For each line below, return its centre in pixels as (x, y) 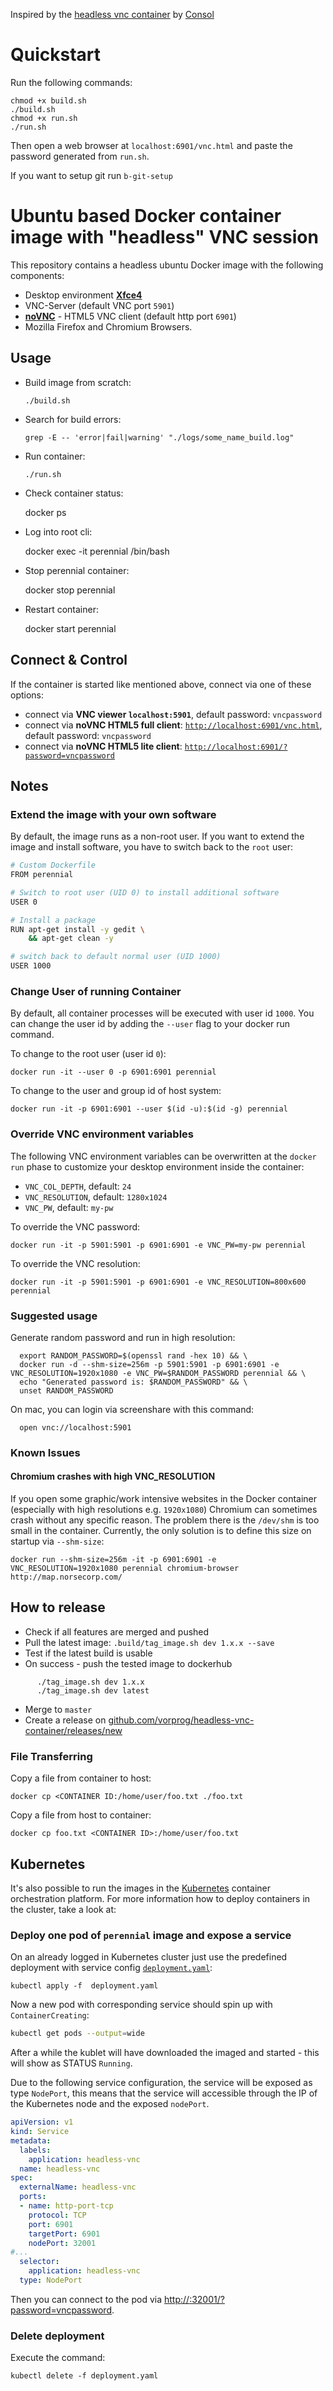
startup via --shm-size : (57, 1541)
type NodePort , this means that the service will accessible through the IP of (164, 2093)
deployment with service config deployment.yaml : (111, 1968)
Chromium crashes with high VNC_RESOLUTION (113, 1476)
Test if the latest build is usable (88, 1653)
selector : (39, 2262)
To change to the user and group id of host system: (116, 1091)
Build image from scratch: (78, 382)
